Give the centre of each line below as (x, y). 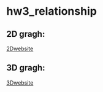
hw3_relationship (51, 11)
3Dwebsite (20, 82)
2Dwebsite (20, 48)
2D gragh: (26, 34)
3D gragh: (26, 68)
